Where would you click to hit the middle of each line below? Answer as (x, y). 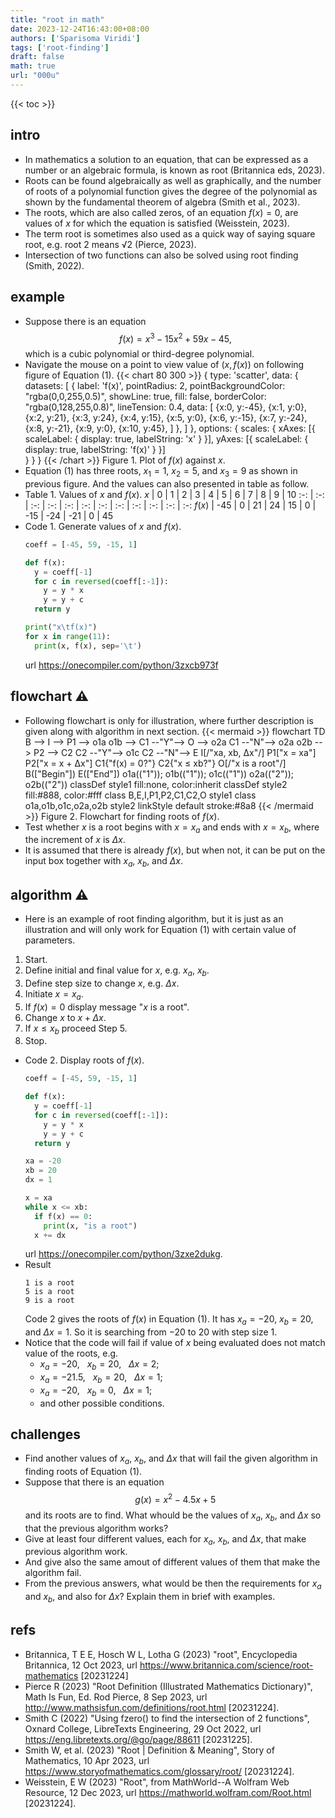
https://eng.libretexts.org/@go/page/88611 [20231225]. (138, 1739)
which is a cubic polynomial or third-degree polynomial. (139, 354)
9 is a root (49, 1301)
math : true (33, 66)
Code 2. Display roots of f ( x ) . (84, 1060)
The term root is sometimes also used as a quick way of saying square (170, 233)
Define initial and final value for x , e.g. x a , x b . (117, 971)
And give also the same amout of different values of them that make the (172, 1562)
